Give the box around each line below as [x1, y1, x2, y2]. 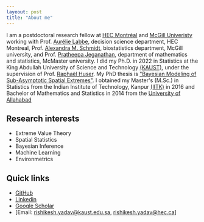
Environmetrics [15, 156, 54, 163]
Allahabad [6, 95, 32, 103]
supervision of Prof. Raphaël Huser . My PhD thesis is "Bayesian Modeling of [6, 70, 197, 77]
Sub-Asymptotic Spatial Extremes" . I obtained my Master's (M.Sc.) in [6, 77, 179, 84]
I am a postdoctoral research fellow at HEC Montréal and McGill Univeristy [6, 31, 193, 38]
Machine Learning [15, 149, 61, 156]
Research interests [6, 113, 80, 123]
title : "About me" [6, 15, 53, 21]
